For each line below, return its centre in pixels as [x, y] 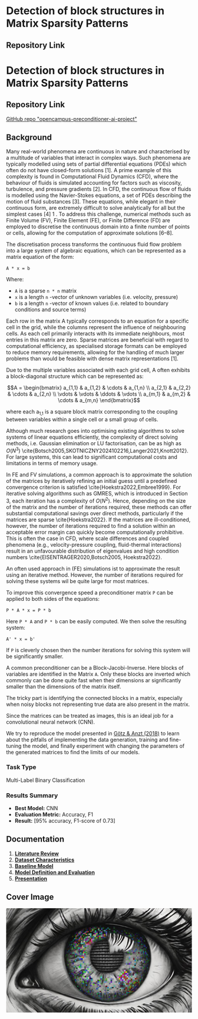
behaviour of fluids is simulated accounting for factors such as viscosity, [94, 183]
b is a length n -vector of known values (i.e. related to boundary [92, 303]
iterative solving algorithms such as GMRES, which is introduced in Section [97, 493]
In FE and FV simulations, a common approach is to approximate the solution [99, 474]
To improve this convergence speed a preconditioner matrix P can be [90, 592]
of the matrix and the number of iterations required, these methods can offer [99, 507]
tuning [14, 746]
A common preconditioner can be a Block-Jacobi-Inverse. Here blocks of [95, 668]
